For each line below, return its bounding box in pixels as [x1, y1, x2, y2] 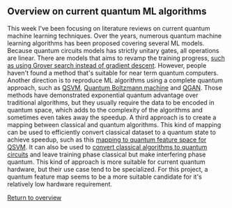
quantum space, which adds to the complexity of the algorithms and [7, 105, 203, 114]
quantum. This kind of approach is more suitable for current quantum [7, 157, 206, 166]
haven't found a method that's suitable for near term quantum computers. [7, 68, 219, 77]
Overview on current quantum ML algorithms [7, 6, 207, 17]
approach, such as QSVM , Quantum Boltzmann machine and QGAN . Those [7, 83, 223, 91]
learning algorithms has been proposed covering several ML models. [7, 38, 205, 47]
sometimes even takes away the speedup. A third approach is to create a [7, 113, 217, 121]
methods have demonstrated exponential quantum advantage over [7, 91, 199, 99]
